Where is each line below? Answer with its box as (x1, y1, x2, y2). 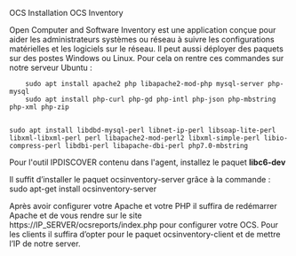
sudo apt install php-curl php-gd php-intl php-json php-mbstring (25, 95, 276, 104)
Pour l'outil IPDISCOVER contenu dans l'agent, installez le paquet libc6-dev (9, 157, 286, 167)
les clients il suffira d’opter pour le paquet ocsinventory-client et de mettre (9, 229, 281, 239)
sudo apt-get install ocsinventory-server (9, 183, 157, 194)
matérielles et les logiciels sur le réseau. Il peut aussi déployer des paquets (9, 43, 284, 54)
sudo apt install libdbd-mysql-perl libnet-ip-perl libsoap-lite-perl (9, 126, 276, 135)
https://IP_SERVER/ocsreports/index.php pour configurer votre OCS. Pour (9, 220, 278, 229)
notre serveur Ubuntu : (9, 62, 93, 73)
